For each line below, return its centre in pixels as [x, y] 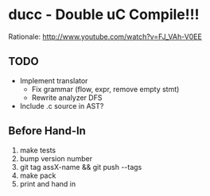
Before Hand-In [47, 131]
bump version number [56, 158]
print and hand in [48, 183]
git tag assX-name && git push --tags [81, 167]
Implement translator [54, 80]
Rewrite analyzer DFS [67, 98]
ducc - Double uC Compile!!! [104, 15]
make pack [38, 175]
